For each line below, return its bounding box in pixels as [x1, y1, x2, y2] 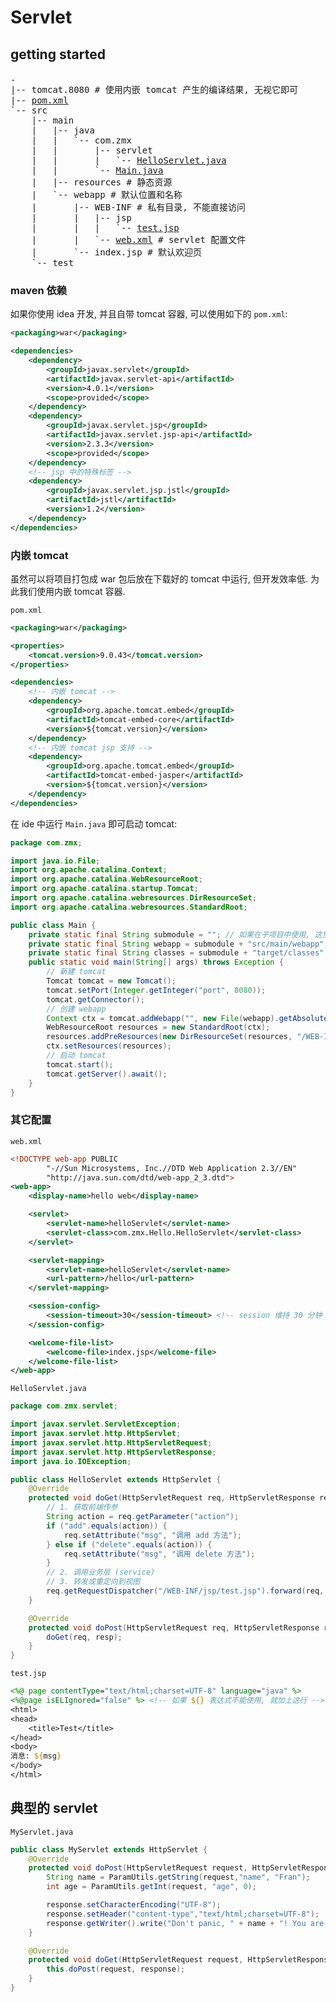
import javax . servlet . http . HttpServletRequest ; [10, 1437, 213, 1448]
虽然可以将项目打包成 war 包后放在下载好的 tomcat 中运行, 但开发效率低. [10, 572, 309, 585]
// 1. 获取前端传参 [46, 1502, 118, 1513]
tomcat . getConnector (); [46, 994, 145, 1005]
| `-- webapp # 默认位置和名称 [31, 189, 183, 200]
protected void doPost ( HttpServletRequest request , [28, 1863, 248, 1873]
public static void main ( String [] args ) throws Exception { [28, 957, 284, 968]
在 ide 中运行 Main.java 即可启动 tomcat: [10, 817, 177, 830]
